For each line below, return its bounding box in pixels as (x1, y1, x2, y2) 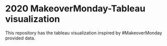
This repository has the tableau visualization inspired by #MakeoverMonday (5, 30, 162, 36)
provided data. (5, 35, 36, 41)
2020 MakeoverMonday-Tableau (5, 3, 146, 14)
